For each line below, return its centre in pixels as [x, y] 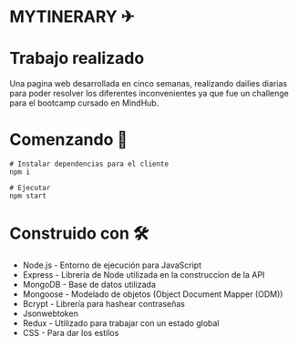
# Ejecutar [30, 188]
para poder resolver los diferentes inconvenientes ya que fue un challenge [149, 94]
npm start [28, 196]
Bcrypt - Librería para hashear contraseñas [103, 304]
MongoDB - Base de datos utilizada [89, 285]
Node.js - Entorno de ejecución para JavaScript [112, 265]
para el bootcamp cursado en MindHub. [84, 103]
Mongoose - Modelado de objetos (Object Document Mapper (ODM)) [153, 294]
